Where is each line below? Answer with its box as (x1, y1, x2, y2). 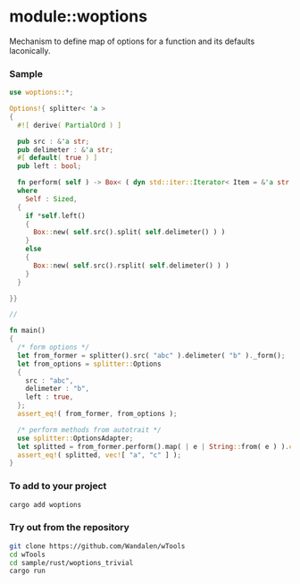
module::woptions (9, 6, 148, 27)
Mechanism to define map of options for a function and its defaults (9, 36, 255, 47)
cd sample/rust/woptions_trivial (9, 558, 134, 567)
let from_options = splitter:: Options (17, 360, 162, 368)
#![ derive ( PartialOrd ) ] (17, 121, 122, 130)
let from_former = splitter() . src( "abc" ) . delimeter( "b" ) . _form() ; (17, 351, 286, 360)
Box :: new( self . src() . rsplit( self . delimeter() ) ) (32, 261, 229, 270)
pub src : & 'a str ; (17, 137, 90, 146)
